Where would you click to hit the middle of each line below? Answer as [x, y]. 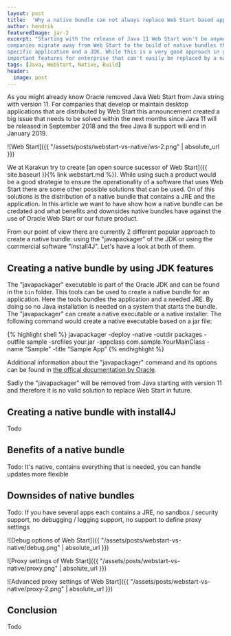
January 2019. [27, 133]
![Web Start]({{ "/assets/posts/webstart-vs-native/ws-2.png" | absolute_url [113, 147]
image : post [31, 77]
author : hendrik [30, 26]
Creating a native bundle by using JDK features [111, 268]
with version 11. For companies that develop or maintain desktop [98, 105]
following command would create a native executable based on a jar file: [110, 321]
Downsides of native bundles [71, 496]
